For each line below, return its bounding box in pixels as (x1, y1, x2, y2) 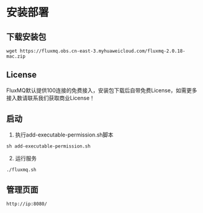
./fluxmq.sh (6, 166, 36, 173)
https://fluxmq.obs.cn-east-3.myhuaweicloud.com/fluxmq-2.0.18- (19, 48, 186, 54)
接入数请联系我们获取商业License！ (6, 94, 95, 101)
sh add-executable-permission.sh (6, 143, 91, 149)
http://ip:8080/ (6, 201, 47, 207)
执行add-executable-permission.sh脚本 (15, 131, 114, 138)
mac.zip (6, 53, 26, 59)
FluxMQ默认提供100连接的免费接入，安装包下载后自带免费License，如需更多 (6, 86, 198, 94)
